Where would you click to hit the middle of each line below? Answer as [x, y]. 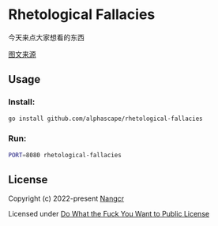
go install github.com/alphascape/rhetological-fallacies [105, 119]
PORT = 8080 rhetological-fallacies [65, 155]
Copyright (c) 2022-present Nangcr [66, 198]
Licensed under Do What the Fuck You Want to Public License [109, 214]
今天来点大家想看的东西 [46, 37]
